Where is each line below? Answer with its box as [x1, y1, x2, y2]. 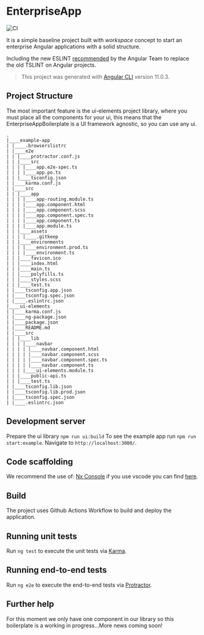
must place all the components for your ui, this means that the [6, 113, 162, 121]
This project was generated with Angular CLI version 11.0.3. [21, 73, 170, 80]
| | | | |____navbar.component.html [6, 346, 99, 352]
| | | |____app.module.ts [6, 223, 72, 229]
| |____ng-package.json [6, 314, 67, 320]
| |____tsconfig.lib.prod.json [6, 388, 86, 395]
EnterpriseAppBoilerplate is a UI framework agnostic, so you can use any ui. [6, 120, 197, 127]
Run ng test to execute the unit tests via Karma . [6, 548, 127, 554]
